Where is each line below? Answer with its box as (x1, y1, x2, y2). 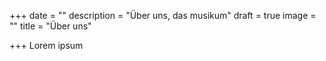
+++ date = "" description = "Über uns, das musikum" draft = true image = (9, 10, 317, 21)
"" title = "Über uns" (9, 20, 92, 32)
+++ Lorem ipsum (9, 40, 84, 51)
